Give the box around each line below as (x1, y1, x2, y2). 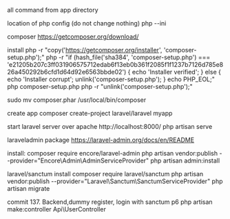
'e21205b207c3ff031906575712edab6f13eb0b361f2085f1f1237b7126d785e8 (7, 61, 224, 68)
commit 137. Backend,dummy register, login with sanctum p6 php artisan (7, 198, 213, 206)
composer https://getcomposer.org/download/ (7, 32, 139, 41)
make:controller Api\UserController (7, 205, 107, 213)
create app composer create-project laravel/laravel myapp (7, 109, 173, 117)
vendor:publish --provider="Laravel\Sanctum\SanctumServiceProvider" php (7, 177, 223, 185)
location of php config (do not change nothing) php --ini (7, 19, 167, 27)
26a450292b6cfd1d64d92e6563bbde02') (7, 68, 127, 76)
